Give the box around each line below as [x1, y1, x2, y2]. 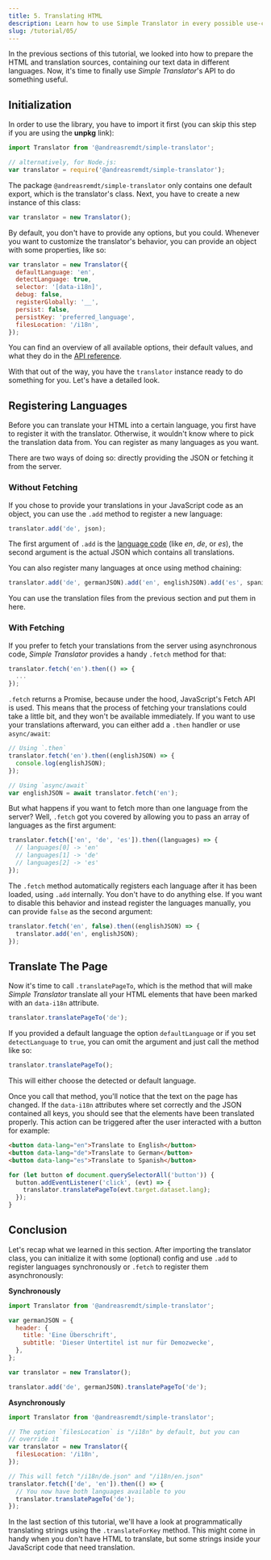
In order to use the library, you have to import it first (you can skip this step [8, 120, 256, 129]
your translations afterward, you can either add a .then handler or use [8, 720, 240, 730]
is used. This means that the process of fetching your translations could [8, 703, 248, 713]
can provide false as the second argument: [8, 906, 153, 916]
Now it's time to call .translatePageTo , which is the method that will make [8, 981, 252, 991]
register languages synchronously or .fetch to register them [8, 1261, 209, 1272]
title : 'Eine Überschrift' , [23, 1331, 117, 1340]
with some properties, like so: [8, 245, 106, 254]
